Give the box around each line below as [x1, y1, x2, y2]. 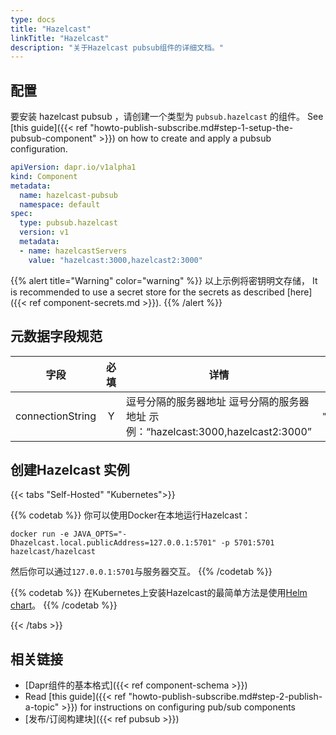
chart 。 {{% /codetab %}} [10, 599, 118, 611]
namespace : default [19, 199, 101, 210]
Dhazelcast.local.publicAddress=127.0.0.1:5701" [10, 538, 217, 548]
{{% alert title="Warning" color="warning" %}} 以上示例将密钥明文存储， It [10, 274, 318, 286]
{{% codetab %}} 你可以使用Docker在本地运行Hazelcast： [10, 509, 251, 521]
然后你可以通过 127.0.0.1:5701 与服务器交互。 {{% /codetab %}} [10, 566, 273, 578]
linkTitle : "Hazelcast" [10, 33, 110, 43]
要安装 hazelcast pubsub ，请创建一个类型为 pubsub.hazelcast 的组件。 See [10, 111, 324, 123]
